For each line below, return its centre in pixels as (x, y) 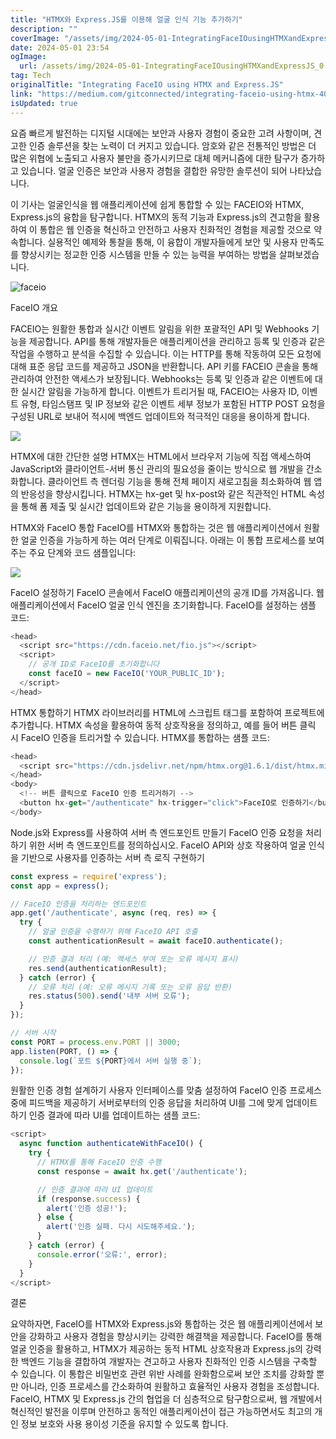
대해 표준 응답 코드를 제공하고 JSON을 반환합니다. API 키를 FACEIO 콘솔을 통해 (164, 366)
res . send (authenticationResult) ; (98, 968)
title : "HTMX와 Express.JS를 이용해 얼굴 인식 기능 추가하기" (126, 19)
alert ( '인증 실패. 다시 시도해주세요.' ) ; (121, 1227)
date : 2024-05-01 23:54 (60, 47)
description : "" (44, 29)
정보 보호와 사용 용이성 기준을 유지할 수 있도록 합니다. (124, 1424)
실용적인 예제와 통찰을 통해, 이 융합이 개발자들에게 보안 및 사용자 (172, 242)
